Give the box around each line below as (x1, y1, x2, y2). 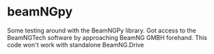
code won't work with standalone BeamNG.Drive (7, 40, 145, 49)
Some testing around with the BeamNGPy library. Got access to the (7, 26, 196, 34)
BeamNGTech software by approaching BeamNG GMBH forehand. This (7, 33, 207, 41)
